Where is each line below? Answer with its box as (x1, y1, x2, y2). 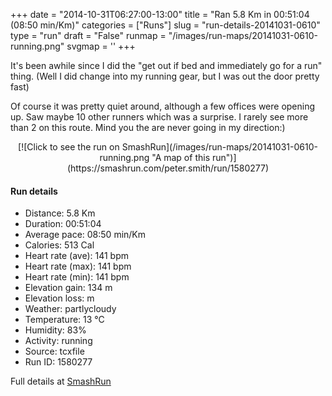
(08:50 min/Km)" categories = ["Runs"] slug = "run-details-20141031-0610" (10, 19, 321, 31)
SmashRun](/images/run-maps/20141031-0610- (121, 141, 318, 153)
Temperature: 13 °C (24, 314, 105, 326)
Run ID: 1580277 (24, 356, 93, 368)
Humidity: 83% (24, 324, 87, 336)
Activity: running (24, 335, 93, 347)
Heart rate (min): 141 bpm (24, 271, 130, 283)
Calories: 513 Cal (24, 239, 95, 251)
